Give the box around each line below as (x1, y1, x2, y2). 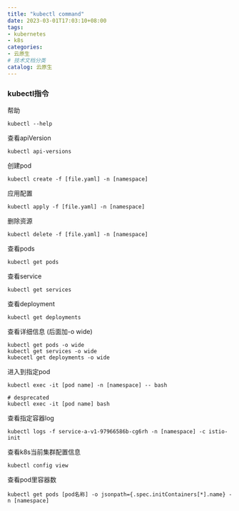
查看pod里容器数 (7, 475, 57, 484)
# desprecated (7, 394, 50, 401)
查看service (7, 272, 42, 280)
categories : (7, 44, 43, 51)
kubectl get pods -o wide (7, 341, 84, 348)
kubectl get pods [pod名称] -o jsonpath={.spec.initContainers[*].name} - (7, 490, 233, 498)
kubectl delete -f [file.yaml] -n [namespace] (7, 231, 148, 238)
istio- (208, 427, 228, 435)
